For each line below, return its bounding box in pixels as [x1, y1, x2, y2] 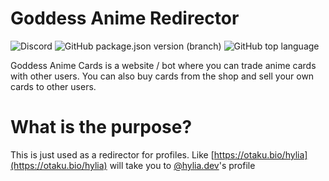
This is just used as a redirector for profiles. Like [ [10, 148, 215, 161]
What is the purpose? [10, 116, 193, 139]
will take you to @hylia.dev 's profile [109, 159, 256, 171]
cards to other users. [10, 80, 97, 92]
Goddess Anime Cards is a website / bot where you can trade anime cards [10, 59, 317, 71]
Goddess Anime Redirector [10, 7, 240, 30]
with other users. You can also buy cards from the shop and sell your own [10, 70, 315, 82]
